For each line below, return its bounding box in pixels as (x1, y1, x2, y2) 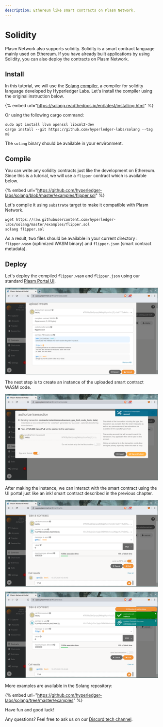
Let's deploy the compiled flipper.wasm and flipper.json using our (5, 273, 140, 279)
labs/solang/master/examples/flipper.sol (5, 222, 90, 227)
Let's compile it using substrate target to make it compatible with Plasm (5, 202, 149, 208)
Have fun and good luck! (5, 707, 54, 712)
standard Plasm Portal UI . (5, 278, 56, 284)
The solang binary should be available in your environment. (5, 140, 123, 146)
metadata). (5, 246, 27, 252)
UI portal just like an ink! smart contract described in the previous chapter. (5, 490, 153, 496)
